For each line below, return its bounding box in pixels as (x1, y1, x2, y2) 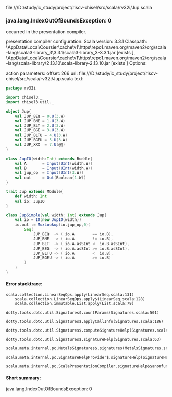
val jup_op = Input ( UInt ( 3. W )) (15, 170, 84, 175)
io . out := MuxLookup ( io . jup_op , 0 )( (15, 222, 91, 227)
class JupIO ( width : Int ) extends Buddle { (6, 156, 93, 161)
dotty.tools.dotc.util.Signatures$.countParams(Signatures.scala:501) (6, 310, 159, 315)
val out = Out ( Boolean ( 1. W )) (15, 175, 86, 181)
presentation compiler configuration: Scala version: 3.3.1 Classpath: (6, 38, 148, 45)
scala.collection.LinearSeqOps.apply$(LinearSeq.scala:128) (15, 297, 145, 302)
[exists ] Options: (111, 60, 147, 67)
